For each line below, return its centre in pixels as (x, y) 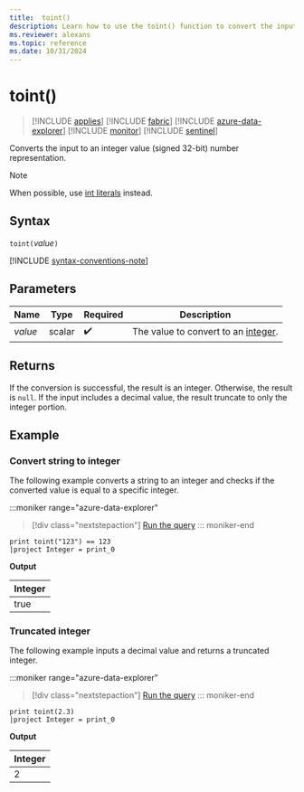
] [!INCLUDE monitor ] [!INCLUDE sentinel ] (141, 131)
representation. (38, 158)
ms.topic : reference (48, 43)
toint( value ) (34, 243)
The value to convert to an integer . (205, 332)
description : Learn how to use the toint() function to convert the (141, 26)
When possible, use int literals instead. (81, 193)
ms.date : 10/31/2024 (48, 52)
